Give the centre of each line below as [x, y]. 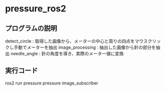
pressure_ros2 [36, 9]
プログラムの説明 [31, 28]
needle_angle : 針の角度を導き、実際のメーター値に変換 [67, 53]
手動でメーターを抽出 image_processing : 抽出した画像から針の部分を [85, 47]
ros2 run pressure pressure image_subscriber [52, 83]
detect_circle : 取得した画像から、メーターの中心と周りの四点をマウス [77, 41]
